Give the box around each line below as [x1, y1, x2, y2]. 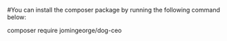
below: [7, 13, 26, 21]
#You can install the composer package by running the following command [7, 6, 221, 14]
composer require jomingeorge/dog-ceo [7, 27, 122, 34]
